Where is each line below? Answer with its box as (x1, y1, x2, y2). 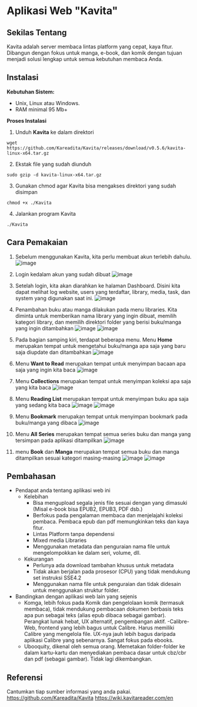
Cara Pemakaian (6, 237, 68, 247)
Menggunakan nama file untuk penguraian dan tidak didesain (32, 581, 181, 588)
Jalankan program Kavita (15, 210, 76, 217)
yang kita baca (15, 384, 52, 391)
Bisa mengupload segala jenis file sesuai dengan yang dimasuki (32, 500, 188, 507)
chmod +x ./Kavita (6, 200, 52, 206)
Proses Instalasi (6, 117, 46, 124)
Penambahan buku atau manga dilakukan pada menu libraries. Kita (15, 306, 178, 313)
